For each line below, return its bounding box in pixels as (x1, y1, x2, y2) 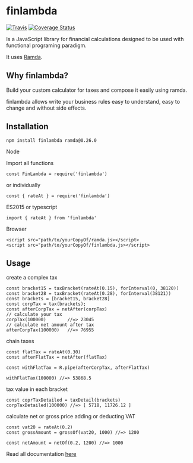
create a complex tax (6, 274, 58, 281)
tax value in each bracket (6, 386, 68, 393)
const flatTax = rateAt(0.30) (6, 349, 81, 355)
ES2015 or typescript (6, 203, 58, 210)
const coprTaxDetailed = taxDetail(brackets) (6, 397, 121, 403)
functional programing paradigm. (6, 42, 87, 49)
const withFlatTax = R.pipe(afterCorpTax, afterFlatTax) (6, 365, 150, 371)
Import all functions (6, 159, 54, 166)
